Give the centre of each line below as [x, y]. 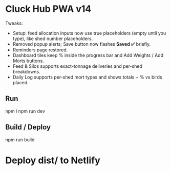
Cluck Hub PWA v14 [48, 9]
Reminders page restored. [40, 50]
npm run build [20, 140]
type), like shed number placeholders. [53, 39]
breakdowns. [26, 71]
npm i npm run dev [25, 111]
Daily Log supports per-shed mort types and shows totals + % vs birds [87, 77]
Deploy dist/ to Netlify [53, 160]
